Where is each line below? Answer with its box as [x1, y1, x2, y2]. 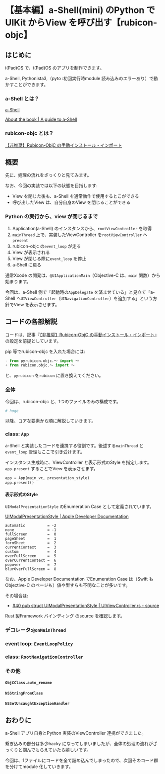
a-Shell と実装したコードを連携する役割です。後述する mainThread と [5, 442, 144, 448]
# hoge [5, 408, 19, 413]
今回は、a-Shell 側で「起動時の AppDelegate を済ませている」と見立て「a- [5, 289, 155, 295]
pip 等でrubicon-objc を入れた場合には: [5, 348, 85, 354]
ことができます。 [13, 82, 49, 87]
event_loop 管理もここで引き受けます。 [5, 448, 85, 455]
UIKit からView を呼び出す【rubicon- [5, 17, 158, 28]
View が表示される [12, 249, 51, 255]
